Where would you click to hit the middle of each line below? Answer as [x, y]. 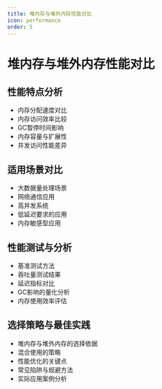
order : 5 [20, 27]
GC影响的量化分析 [43, 292]
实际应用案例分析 [42, 378]
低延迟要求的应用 [42, 215]
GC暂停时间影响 [41, 128]
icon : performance [34, 20]
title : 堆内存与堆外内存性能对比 [50, 14]
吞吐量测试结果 [39, 274]
